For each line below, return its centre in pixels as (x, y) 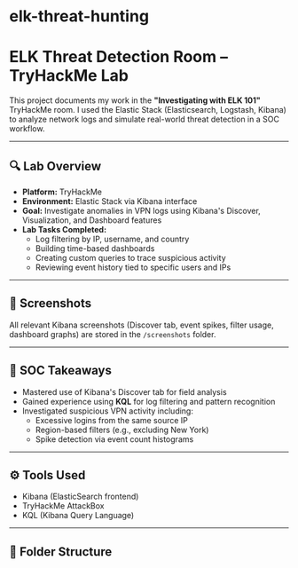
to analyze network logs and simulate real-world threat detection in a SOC (144, 119)
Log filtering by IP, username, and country (112, 239)
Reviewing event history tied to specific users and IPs (133, 267)
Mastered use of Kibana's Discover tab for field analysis (125, 391)
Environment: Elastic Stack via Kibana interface (110, 201)
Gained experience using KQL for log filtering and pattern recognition (149, 401)
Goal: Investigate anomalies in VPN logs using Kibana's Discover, (141, 210)
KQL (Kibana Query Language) (78, 516)
